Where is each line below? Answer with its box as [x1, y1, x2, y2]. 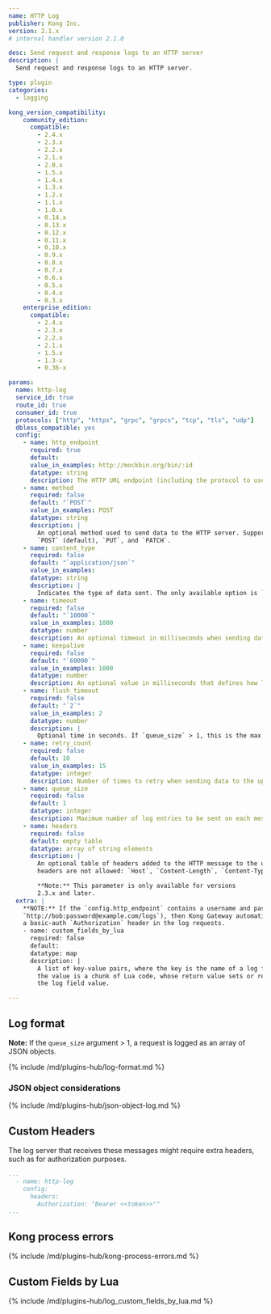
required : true [29, 446, 81, 454]
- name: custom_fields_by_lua [23, 927, 125, 935]
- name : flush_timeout [23, 687, 99, 695]
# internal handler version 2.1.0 [8, 34, 125, 43]
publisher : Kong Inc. [8, 19, 81, 27]
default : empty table [29, 837, 103, 845]
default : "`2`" [29, 701, 81, 710]
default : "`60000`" [29, 657, 95, 665]
